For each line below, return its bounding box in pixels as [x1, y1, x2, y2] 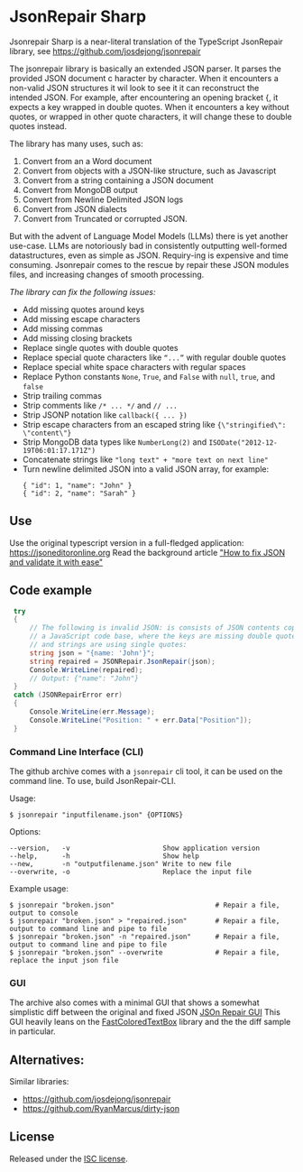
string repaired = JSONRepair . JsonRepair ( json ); [29, 657, 216, 666]
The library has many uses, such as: [9, 138, 144, 149]
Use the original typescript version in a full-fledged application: [9, 537, 244, 548]
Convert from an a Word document [22, 155, 152, 166]
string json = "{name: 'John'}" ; [29, 648, 155, 658]
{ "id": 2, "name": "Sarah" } [22, 489, 137, 498]
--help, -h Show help [9, 851, 200, 861]
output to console [9, 909, 78, 918]
